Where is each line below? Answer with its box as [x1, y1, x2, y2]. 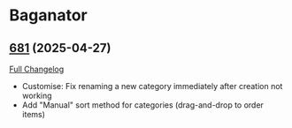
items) [21, 109, 46, 119]
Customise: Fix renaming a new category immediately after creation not [21, 81, 283, 91]
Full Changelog [9, 64, 65, 74]
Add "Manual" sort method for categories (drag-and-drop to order [21, 100, 264, 110]
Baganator [9, 5, 88, 26]
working [21, 90, 52, 101]
